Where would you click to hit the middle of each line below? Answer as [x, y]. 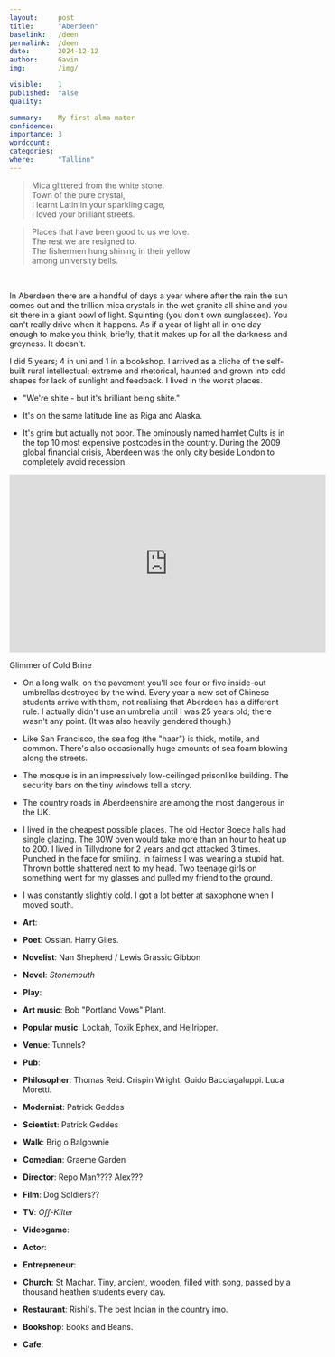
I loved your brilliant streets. [83, 214]
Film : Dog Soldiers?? [61, 1194]
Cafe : [33, 1344]
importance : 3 [36, 135]
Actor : [34, 1247]
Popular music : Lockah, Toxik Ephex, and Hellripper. [120, 1027]
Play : [32, 992]
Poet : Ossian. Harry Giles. [70, 939]
